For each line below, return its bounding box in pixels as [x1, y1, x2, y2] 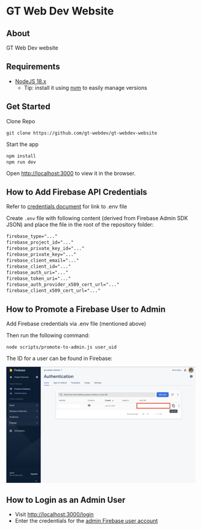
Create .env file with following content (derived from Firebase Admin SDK [6, 215, 188, 222]
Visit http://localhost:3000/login [14, 511, 94, 518]
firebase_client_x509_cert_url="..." [6, 288, 101, 294]
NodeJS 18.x [14, 77, 47, 85]
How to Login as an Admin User [6, 494, 126, 505]
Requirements [6, 62, 60, 72]
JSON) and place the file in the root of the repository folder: [6, 221, 154, 229]
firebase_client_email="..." [6, 257, 79, 263]
